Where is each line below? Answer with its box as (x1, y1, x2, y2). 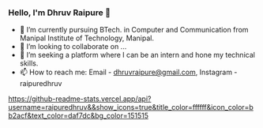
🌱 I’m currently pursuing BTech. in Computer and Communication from (19, 25, 249, 35)
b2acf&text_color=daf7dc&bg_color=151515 (8, 111, 148, 121)
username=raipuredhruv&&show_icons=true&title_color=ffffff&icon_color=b (8, 103, 254, 112)
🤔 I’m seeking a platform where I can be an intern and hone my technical (19, 51, 255, 60)
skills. (19, 58, 39, 68)
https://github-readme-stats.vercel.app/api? (8, 94, 152, 104)
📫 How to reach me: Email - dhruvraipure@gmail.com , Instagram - (19, 67, 238, 77)
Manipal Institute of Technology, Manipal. (19, 33, 154, 43)
